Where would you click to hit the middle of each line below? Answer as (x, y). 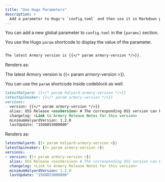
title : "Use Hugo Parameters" (36, 10)
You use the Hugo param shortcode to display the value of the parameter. (79, 42)
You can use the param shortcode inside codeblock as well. (65, 84)
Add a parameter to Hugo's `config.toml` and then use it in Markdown (83, 19)
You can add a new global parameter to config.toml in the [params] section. (82, 33)
